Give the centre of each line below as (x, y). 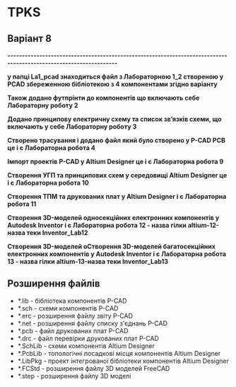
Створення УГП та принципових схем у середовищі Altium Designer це (117, 175)
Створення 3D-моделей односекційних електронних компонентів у (113, 218)
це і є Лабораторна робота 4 (51, 148)
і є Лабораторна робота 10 (48, 183)
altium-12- (203, 225)
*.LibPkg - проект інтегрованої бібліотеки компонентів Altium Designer (123, 361)
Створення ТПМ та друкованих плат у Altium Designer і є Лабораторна (117, 196)
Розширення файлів (54, 284)
